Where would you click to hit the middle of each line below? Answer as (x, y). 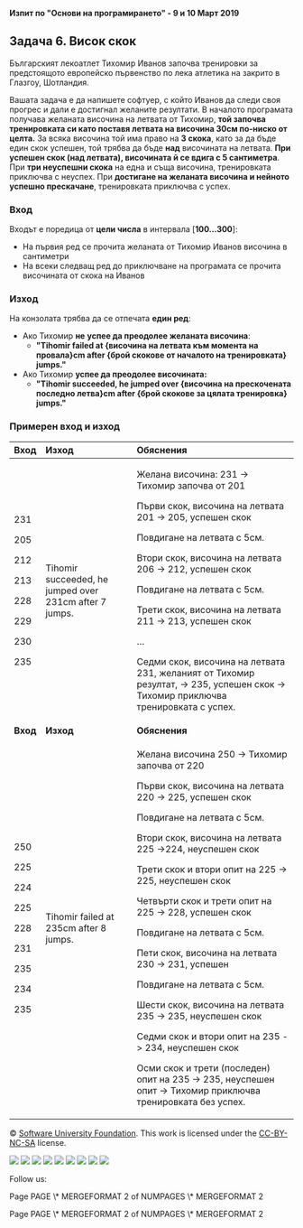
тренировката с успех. (186, 706)
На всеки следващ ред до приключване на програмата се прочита (151, 266)
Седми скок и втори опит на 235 (208, 1036)
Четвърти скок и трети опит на (204, 900)
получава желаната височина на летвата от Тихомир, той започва (138, 119)
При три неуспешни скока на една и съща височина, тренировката (141, 167)
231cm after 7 (75, 601)
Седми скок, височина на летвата (211, 661)
